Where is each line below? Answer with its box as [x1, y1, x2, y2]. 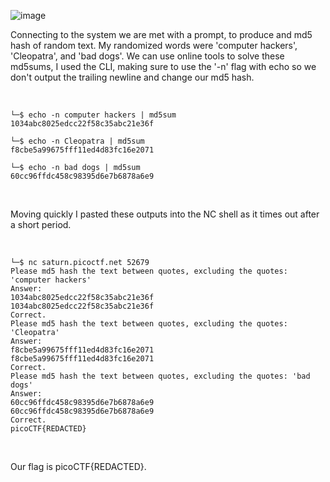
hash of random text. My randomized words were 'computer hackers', [10, 40, 298, 51]
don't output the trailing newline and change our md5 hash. [10, 71, 255, 83]
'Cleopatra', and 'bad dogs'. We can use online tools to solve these [10, 50, 285, 62]
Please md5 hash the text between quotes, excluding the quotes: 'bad [10, 371, 311, 381]
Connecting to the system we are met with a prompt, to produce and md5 [10, 29, 313, 40]
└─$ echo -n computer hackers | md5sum [10, 110, 177, 120]
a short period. [10, 219, 72, 230]
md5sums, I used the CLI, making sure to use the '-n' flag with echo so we [10, 61, 317, 72]
